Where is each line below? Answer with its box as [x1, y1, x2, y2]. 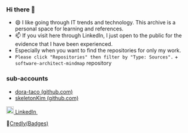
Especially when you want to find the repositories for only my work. [14, 47, 181, 54]
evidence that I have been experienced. [14, 41, 113, 48]
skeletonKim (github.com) [14, 94, 79, 101]
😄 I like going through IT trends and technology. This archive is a [14, 19, 176, 26]
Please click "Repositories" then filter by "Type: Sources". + [14, 53, 178, 60]
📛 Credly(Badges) [6, 119, 49, 127]
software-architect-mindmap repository [14, 60, 112, 67]
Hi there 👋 [6, 5, 36, 14]
